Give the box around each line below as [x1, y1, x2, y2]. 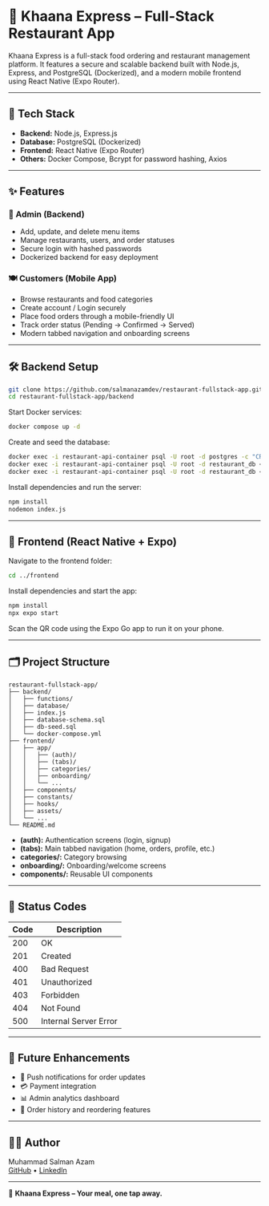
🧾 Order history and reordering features [19, 1105, 151, 1115]
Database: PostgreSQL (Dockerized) [19, 136, 142, 147]
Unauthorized [41, 976, 93, 987]
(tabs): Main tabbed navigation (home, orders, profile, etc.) [19, 844, 215, 853]
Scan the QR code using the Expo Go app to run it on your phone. [8, 623, 224, 633]
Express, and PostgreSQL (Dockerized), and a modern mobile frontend [8, 67, 242, 77]
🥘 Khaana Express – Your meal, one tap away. [8, 1188, 163, 1198]
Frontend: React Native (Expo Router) [19, 145, 145, 155]
